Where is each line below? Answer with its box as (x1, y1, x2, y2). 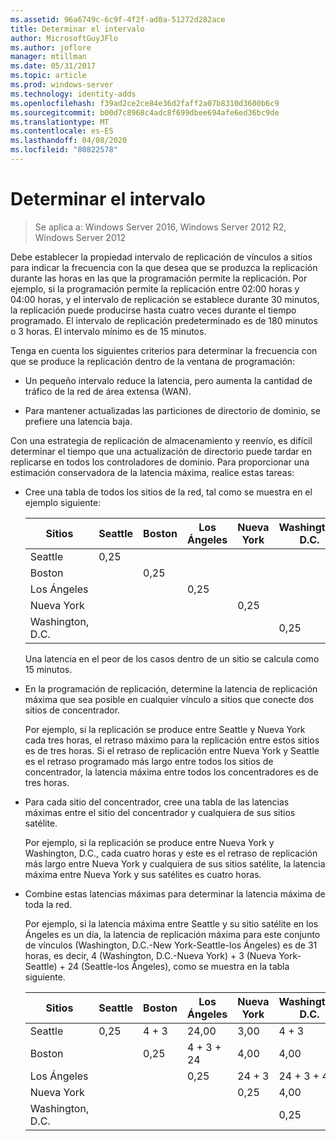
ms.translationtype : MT (10, 117, 110, 127)
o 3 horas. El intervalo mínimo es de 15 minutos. (10, 325, 207, 337)
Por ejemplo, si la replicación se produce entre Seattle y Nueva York (24, 723, 306, 735)
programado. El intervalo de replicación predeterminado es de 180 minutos (10, 314, 318, 326)
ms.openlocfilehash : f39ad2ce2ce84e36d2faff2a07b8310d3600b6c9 (10, 98, 280, 108)
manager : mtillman (10, 52, 87, 62)
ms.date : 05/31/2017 (10, 61, 97, 71)
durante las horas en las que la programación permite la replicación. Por (10, 272, 308, 284)
